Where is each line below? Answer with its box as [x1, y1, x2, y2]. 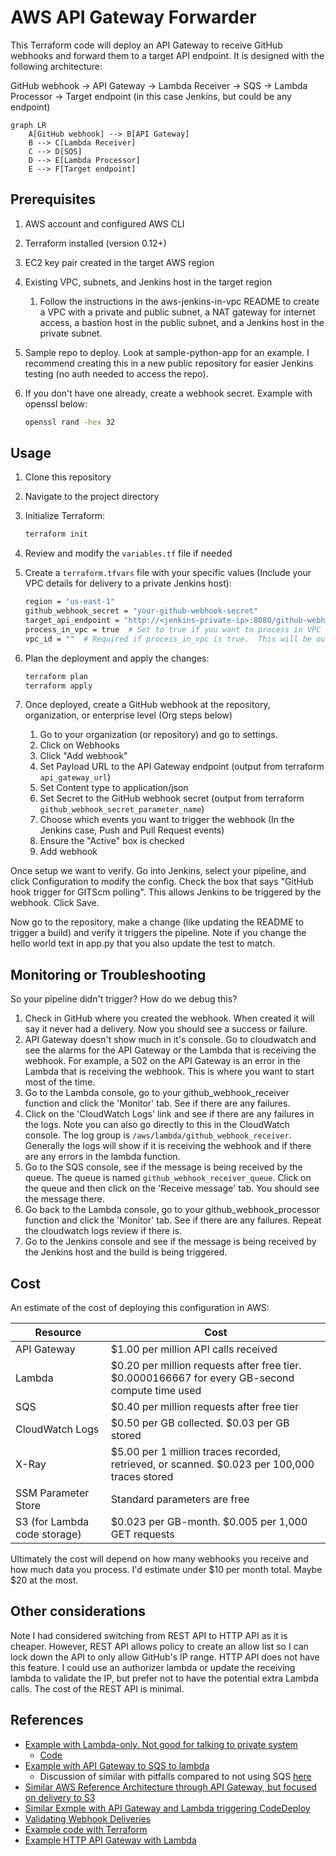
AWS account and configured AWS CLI [24, 217, 185, 230]
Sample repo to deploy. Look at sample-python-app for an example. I [24, 346, 310, 358]
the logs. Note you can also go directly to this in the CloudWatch [24, 1119, 290, 1131]
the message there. [24, 1193, 105, 1205]
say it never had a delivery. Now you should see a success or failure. [24, 1023, 308, 1035]
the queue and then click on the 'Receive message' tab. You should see [24, 1182, 320, 1195]
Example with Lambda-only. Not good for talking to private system [24, 1738, 298, 1750]
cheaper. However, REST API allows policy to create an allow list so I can [10, 1640, 309, 1652]
